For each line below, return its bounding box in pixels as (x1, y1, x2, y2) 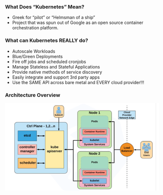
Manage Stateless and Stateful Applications (12, 64, 100, 69)
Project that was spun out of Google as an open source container (12, 20, 143, 25)
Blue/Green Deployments (12, 53, 63, 59)
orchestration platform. (12, 25, 59, 31)
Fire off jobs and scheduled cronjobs (12, 59, 86, 65)
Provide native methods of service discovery (12, 69, 102, 75)
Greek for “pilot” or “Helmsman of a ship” (12, 15, 95, 21)
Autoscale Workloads (12, 48, 55, 54)
